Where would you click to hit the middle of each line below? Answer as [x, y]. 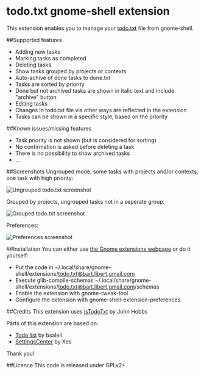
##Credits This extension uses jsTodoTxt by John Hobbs [77, 311]
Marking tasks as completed [51, 58]
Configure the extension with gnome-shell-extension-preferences [98, 300]
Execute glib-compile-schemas [54, 280]
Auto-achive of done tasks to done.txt [63, 77]
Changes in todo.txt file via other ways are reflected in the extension [101, 110]
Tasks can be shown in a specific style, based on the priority [91, 117]
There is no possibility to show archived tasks [72, 153]
